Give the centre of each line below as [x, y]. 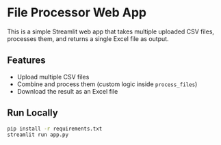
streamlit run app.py [38, 135]
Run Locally [32, 113]
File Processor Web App [77, 13]
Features [26, 61]
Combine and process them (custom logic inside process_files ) [107, 84]
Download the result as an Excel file [67, 91]
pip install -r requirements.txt [55, 129]
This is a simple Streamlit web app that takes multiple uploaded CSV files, [110, 31]
